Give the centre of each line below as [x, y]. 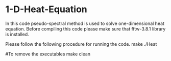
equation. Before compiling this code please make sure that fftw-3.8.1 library [86, 28]
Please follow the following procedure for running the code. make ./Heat [81, 44]
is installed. [17, 34]
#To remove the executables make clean [48, 54]
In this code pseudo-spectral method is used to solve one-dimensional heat [85, 23]
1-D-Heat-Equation [46, 9]
